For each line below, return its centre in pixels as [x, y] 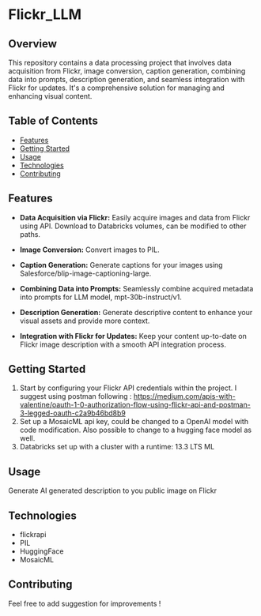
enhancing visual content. [50, 96]
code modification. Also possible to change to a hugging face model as [135, 430]
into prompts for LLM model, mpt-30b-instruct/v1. [100, 297]
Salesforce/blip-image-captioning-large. [85, 273]
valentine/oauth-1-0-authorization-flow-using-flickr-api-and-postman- [135, 405]
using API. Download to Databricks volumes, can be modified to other [133, 226]
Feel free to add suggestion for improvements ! [85, 603]
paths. [30, 234]
